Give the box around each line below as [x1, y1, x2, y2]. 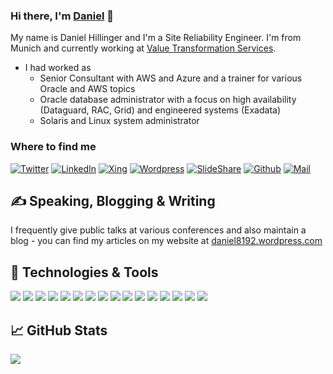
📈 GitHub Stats [10, 322, 108, 339]
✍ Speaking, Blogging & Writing [10, 192, 216, 209]
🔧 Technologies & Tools [10, 264, 159, 281]
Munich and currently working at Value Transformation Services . [10, 42, 277, 54]
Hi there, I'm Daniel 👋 [10, 9, 115, 23]
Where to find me [10, 140, 97, 154]
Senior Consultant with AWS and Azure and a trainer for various [39, 72, 303, 84]
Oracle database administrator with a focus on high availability [39, 94, 297, 106]
